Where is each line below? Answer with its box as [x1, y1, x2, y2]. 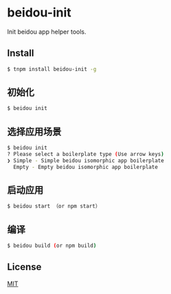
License [7, 261, 42, 273]
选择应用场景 [7, 126, 62, 137]
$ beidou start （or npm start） [7, 203, 101, 210]
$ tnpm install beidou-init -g [7, 65, 97, 73]
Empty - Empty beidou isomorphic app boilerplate [13, 163, 158, 170]
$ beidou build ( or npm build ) [7, 242, 97, 249]
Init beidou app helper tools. [7, 27, 87, 36]
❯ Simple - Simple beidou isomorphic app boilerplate [7, 157, 165, 164]
